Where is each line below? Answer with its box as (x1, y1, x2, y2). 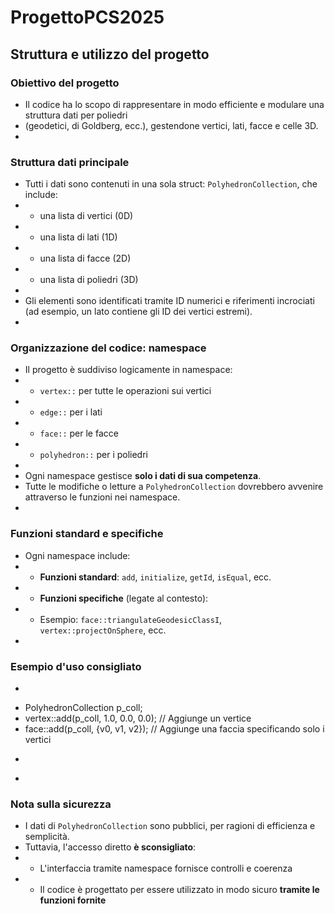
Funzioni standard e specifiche (10, 527, 164, 541)
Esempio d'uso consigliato (10, 659, 142, 673)
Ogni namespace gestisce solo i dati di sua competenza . (24, 470, 262, 482)
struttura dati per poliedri (24, 109, 128, 121)
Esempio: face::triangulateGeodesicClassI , (39, 613, 223, 625)
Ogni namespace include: (24, 549, 131, 561)
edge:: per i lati (39, 406, 103, 418)
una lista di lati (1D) (39, 231, 118, 243)
